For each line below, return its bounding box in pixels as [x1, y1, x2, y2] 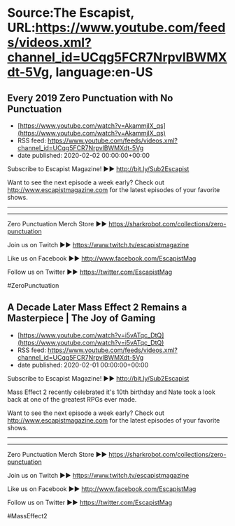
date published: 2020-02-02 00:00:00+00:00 [17, 152, 150, 159]
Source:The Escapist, [7, 5, 135, 21]
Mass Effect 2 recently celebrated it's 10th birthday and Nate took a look [7, 388, 215, 396]
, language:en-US [48, 64, 153, 80]
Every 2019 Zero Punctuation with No [7, 92, 173, 104]
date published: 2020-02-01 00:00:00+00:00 [17, 360, 149, 369]
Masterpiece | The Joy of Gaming [7, 312, 156, 324]
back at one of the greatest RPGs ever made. [7, 395, 137, 403]
